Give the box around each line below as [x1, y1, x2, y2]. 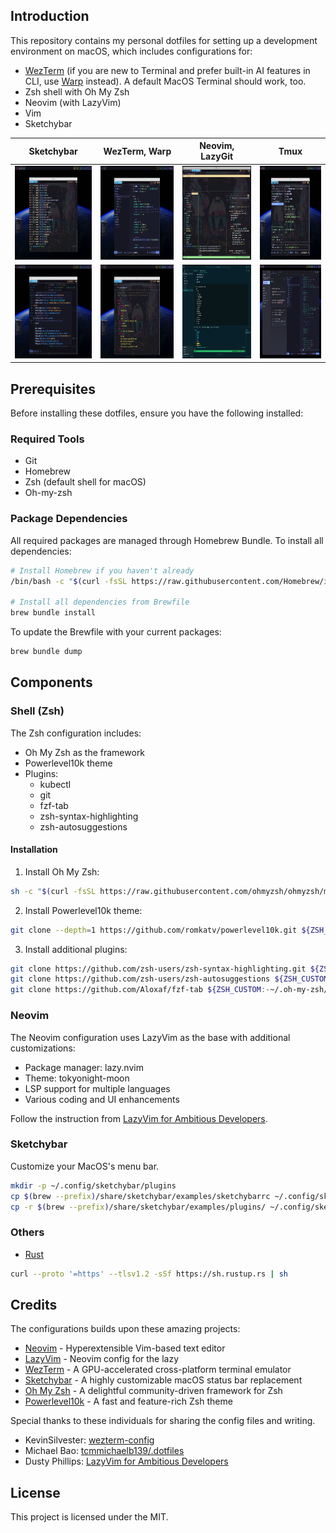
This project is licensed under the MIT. [10, 1511, 169, 1523]
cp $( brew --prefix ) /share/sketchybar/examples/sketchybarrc [10, 1191, 271, 1201]
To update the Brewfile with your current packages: [10, 626, 222, 638]
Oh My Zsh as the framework [24, 746, 146, 758]
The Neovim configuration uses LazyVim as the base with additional [10, 1031, 291, 1043]
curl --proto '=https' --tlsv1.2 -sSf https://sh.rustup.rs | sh [10, 1269, 288, 1279]
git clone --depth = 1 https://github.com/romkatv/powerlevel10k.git [10, 925, 298, 935]
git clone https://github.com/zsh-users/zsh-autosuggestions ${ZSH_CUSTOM [10, 974, 329, 984]
